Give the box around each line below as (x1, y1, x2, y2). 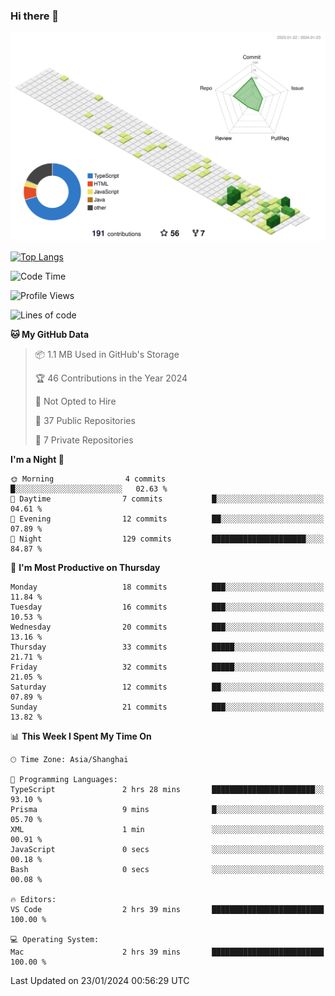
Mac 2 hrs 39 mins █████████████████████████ (10, 947, 325, 958)
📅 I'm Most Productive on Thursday (10, 562, 161, 574)
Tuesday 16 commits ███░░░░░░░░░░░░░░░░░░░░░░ (10, 602, 325, 613)
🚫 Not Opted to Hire (34, 395, 117, 408)
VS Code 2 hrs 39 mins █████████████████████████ (10, 905, 325, 915)
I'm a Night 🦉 (10, 454, 65, 466)
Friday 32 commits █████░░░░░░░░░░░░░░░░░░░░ (10, 662, 325, 673)
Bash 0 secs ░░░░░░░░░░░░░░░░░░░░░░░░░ (10, 865, 325, 875)
